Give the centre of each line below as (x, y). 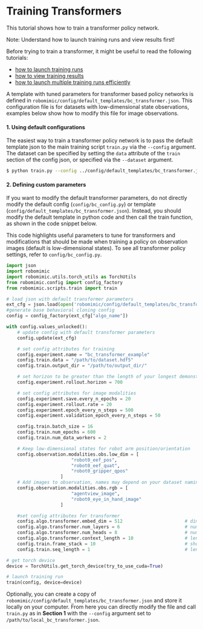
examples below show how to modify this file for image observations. (93, 113)
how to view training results (49, 76)
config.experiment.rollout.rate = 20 (65, 404)
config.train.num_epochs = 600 (56, 432)
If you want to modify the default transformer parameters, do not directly (97, 198)
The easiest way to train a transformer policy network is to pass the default (100, 141)
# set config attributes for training (66, 349)
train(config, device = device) (44, 582)
